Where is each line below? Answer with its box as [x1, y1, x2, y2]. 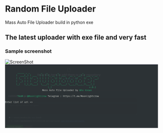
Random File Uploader [5, 3, 96, 15]
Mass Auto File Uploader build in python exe [5, 19, 94, 25]
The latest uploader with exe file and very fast [5, 33, 147, 42]
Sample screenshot [5, 48, 52, 55]
